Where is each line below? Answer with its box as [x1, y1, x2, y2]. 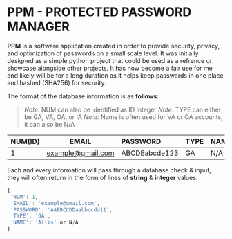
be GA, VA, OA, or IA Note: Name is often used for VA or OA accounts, [23, 112, 223, 121]
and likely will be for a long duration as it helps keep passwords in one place [7, 71, 224, 80]
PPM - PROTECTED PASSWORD [7, 4, 192, 20]
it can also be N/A [23, 120, 75, 128]
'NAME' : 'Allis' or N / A [10, 219, 79, 226]
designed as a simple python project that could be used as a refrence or [7, 56, 213, 64]
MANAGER [7, 19, 70, 35]
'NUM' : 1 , [10, 193, 39, 200]
